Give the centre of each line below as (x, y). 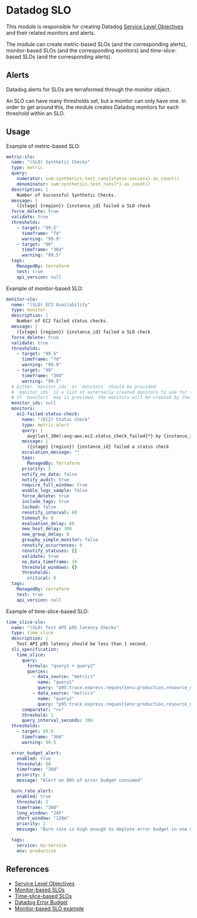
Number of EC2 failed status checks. (63, 321)
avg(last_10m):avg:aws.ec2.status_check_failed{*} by (94, 436)
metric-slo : (21, 157)
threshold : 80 (34, 764)
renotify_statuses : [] (49, 551)
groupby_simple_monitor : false (60, 540)
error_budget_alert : (36, 753)
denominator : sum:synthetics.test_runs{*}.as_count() (84, 184)
